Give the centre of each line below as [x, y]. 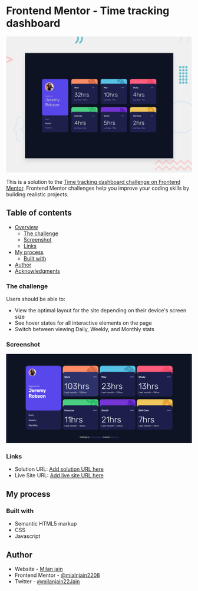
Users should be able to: [36, 299]
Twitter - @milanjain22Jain [47, 581]
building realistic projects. [37, 194]
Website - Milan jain [39, 569]
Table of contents [39, 213]
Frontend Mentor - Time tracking [88, 11]
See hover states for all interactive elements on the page [83, 323]
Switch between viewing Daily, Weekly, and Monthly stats [84, 329]
